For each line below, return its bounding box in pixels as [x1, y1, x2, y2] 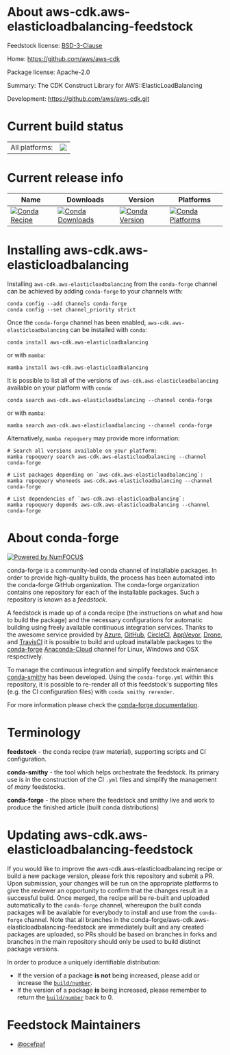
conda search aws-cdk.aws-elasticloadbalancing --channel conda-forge [7, 396, 213, 403]
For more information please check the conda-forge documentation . [7, 700, 200, 709]
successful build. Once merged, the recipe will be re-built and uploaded [7, 893, 210, 902]
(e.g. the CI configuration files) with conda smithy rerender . [7, 687, 175, 696]
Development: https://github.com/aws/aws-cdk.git [7, 94, 150, 103]
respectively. [7, 652, 43, 661]
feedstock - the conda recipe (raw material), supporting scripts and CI [7, 747, 207, 755]
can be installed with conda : [70, 325, 147, 333]
